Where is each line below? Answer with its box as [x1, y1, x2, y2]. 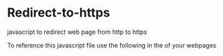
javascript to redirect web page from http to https [7, 28, 147, 36]
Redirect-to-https [7, 5, 110, 21]
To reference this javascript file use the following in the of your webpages [7, 41, 217, 49]
